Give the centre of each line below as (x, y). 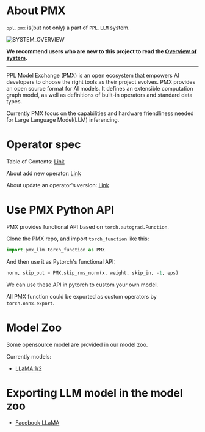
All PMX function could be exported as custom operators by (81, 296)
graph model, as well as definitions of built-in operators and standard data (99, 95)
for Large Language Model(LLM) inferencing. (63, 119)
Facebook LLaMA (37, 423)
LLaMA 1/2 (29, 368)
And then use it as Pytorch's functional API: (61, 261)
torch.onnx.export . (31, 303)
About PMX (36, 11)
